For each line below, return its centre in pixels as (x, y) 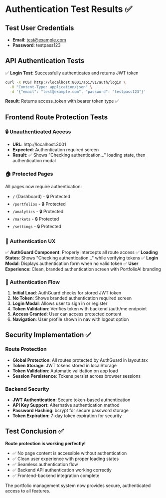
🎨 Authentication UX (30, 242)
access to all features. (28, 491)
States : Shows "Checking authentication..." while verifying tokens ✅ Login (82, 257)
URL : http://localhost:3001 (39, 144)
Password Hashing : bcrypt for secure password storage (70, 410)
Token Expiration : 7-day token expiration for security (67, 416)
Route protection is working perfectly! (46, 443)
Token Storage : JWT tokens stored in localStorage (65, 365)
